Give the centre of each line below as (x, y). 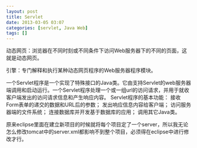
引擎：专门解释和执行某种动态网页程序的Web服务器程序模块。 (81, 70)
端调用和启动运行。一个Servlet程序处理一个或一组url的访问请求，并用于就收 (98, 90)
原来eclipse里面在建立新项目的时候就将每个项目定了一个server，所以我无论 (97, 125)
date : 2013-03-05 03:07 (35, 22)
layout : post (22, 11)
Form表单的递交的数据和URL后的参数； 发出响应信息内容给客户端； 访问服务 (99, 105)
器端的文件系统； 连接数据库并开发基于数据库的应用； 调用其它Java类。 (93, 112)
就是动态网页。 (24, 58)
